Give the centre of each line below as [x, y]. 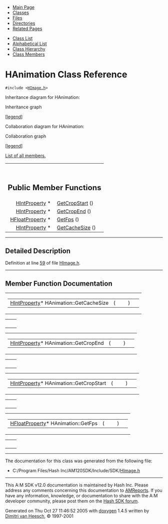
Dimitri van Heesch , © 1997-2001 [39, 516]
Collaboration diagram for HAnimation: [45, 126]
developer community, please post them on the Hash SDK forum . [72, 501]
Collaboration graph [26, 136]
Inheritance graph [23, 107]
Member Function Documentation [59, 283]
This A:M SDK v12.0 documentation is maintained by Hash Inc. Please [77, 485]
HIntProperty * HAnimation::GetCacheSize [59, 303]
